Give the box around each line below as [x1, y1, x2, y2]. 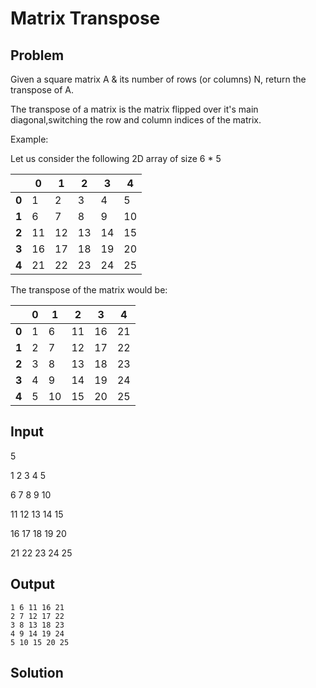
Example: [10, 133, 49, 145]
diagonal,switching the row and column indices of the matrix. [10, 114, 262, 126]
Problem [10, 47, 65, 64]
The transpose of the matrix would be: [10, 284, 168, 296]
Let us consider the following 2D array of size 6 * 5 [10, 153, 222, 164]
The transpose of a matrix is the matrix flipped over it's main [10, 103, 259, 115]
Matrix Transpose [10, 7, 161, 30]
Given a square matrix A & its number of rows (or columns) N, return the [10, 73, 307, 85]
